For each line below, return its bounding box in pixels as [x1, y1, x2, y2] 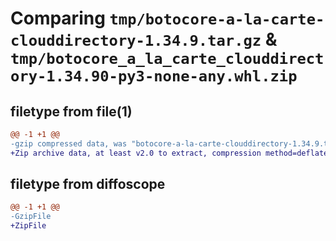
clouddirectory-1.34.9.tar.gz [10, 32, 262, 51]
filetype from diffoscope [10, 176, 166, 193]
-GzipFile [10, 212, 52, 222]
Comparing [10, 7, 106, 30]
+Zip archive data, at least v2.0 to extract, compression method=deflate [10, 148, 329, 158]
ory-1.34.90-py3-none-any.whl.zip [10, 67, 298, 86]
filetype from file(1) [10, 103, 133, 120]
